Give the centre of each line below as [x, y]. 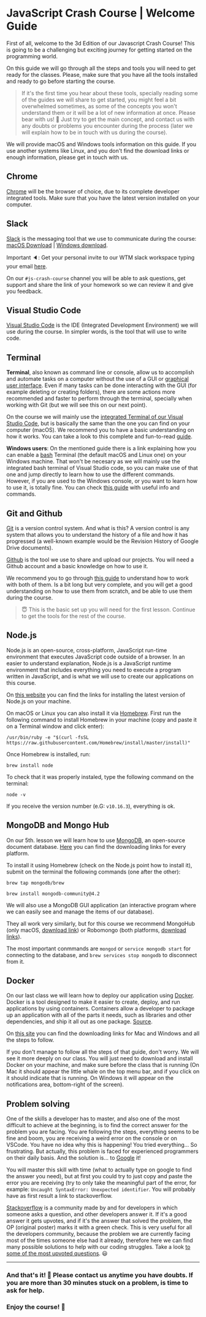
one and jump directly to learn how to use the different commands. [90, 475]
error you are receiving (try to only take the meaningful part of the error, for [101, 1183]
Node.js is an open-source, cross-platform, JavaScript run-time [87, 650]
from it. [15, 961]
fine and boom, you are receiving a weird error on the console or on [92, 1138]
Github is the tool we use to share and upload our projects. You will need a [100, 560]
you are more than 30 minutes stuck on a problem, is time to [97, 1283]
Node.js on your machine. [39, 701]
